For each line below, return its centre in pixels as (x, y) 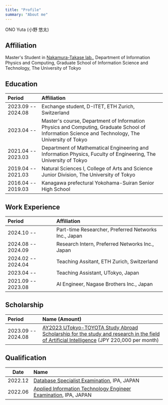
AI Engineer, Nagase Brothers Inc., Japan (104, 284)
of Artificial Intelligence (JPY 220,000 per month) (100, 340)
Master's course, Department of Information (93, 121)
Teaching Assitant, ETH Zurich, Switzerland (107, 261)
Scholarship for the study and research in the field (101, 334)
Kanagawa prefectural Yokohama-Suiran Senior (98, 183)
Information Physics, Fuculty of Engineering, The (99, 154)
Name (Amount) (62, 319)
